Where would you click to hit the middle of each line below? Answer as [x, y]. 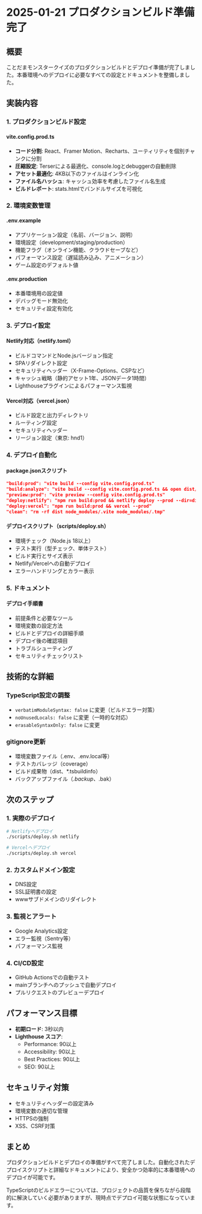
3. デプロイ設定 [29, 325]
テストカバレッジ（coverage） [53, 764]
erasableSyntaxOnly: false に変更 [57, 724]
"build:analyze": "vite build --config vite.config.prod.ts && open [94, 490]
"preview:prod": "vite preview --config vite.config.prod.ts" [86, 495]
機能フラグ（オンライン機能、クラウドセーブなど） [78, 250]
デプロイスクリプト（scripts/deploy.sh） [58, 526]
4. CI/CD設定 [25, 963]
